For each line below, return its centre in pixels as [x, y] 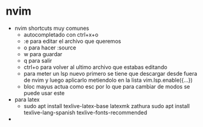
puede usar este [44, 93]
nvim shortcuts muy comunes [52, 28]
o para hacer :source [50, 48]
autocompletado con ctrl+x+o [61, 34]
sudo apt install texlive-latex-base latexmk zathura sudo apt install [107, 106]
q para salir [38, 60]
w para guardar [43, 54]
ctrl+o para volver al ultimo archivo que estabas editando [95, 67]
